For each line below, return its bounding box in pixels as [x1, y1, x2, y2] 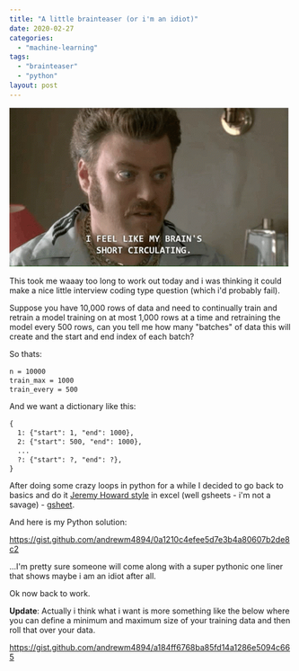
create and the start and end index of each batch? [9, 331, 195, 342]
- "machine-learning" [17, 43, 99, 52]
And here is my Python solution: [9, 516, 128, 527]
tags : [9, 52, 30, 62]
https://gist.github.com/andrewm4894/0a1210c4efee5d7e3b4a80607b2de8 [9, 533, 290, 544]
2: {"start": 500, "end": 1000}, [17, 437, 143, 446]
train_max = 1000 [9, 376, 75, 385]
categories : [9, 33, 54, 42]
